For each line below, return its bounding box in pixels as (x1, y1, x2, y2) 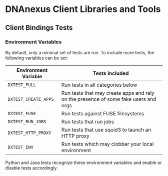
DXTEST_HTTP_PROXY (7, 130, 51, 136)
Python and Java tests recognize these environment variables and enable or (5, 160, 162, 166)
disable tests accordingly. (5, 165, 58, 171)
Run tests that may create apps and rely (61, 89, 155, 96)
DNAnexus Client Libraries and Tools (5, 3, 161, 15)
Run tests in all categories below (61, 81, 137, 88)
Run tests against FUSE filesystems (61, 110, 144, 117)
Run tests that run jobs (61, 118, 114, 125)
